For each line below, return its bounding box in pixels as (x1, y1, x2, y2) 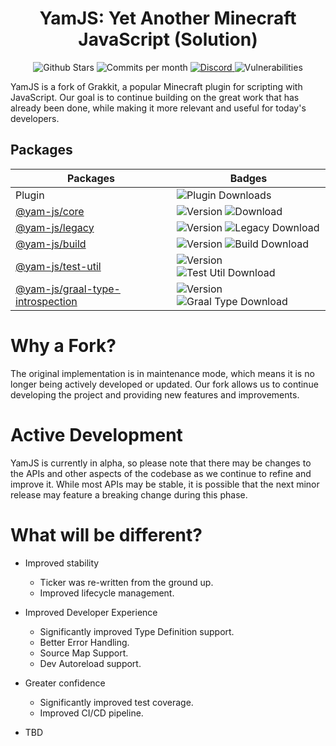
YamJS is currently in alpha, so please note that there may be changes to (10, 457, 312, 469)
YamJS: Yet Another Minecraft (39, 7, 297, 30)
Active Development (10, 423, 183, 446)
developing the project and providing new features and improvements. (10, 388, 300, 401)
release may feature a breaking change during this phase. (10, 488, 248, 501)
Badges (229, 171, 268, 185)
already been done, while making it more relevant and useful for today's (10, 102, 307, 114)
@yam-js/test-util (15, 259, 102, 273)
